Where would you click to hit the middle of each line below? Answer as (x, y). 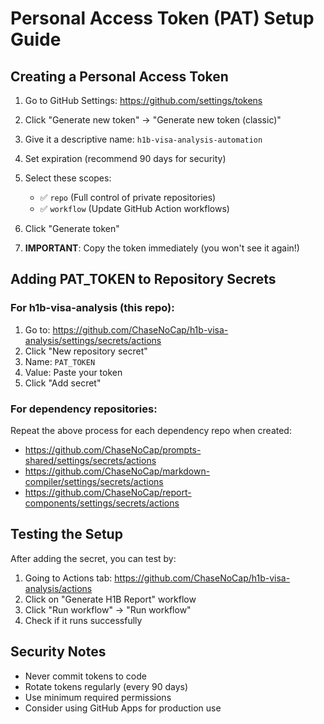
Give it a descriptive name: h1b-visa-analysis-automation (143, 139)
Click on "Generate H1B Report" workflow (110, 599)
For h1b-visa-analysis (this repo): (92, 308)
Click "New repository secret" (86, 351)
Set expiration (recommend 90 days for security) (125, 158)
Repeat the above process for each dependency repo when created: (151, 430)
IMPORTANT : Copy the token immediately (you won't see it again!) (162, 248)
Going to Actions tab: (68, 578)
